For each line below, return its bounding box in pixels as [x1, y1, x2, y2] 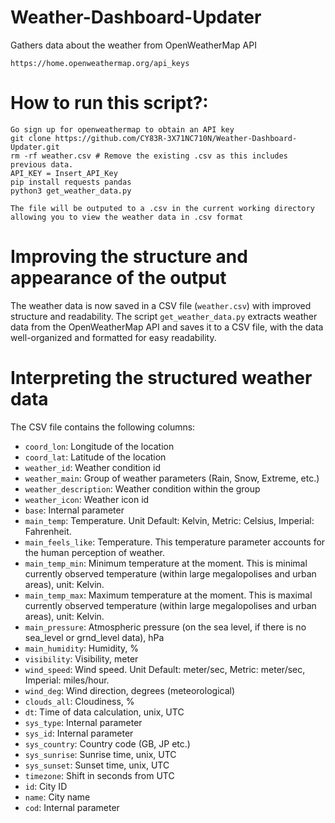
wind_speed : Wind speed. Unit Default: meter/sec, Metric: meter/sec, [24, 663, 306, 675]
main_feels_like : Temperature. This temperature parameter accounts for [24, 536, 326, 548]
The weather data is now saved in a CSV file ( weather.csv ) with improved [10, 299, 312, 311]
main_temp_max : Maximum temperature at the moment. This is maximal [24, 589, 313, 601]
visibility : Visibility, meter [24, 652, 139, 665]
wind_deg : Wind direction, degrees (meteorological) [24, 684, 236, 696]
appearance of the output [10, 267, 227, 290]
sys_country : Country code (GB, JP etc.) [24, 737, 191, 750]
